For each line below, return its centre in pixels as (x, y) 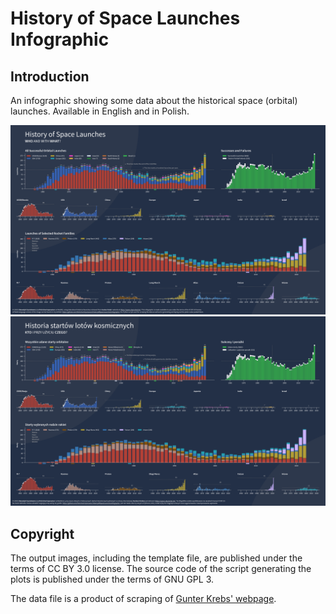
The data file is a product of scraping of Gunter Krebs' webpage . (143, 599)
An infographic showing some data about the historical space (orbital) (154, 100)
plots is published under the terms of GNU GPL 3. (112, 579)
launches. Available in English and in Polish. (100, 111)
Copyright (42, 533)
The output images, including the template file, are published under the (156, 558)
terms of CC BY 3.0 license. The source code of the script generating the (161, 569)
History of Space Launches (125, 18)
